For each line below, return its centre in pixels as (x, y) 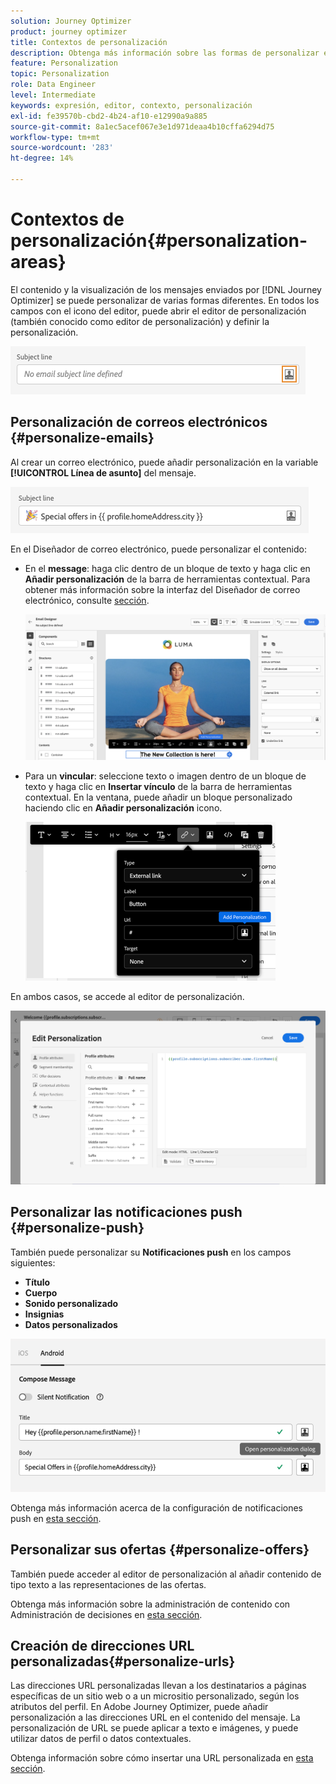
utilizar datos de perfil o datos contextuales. (101, 1739)
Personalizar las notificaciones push (126, 1212)
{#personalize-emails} (82, 438)
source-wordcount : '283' (62, 148)
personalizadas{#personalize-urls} (123, 1661)
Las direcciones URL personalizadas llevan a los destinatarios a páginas (158, 1686)
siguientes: (33, 1262)
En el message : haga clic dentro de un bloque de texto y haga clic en (167, 568)
